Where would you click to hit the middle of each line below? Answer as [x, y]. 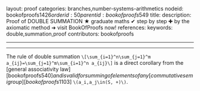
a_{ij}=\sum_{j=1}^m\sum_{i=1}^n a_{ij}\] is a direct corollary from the [95, 63]
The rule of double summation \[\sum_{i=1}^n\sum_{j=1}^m [79, 57]
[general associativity [32, 69]
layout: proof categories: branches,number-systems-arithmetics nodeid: [95, 9]
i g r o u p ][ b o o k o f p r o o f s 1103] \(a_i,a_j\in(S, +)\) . [67, 82]
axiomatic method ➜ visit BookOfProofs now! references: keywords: [89, 27]
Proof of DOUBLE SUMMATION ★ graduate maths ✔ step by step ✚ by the [98, 21]
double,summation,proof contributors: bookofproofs [70, 34]
